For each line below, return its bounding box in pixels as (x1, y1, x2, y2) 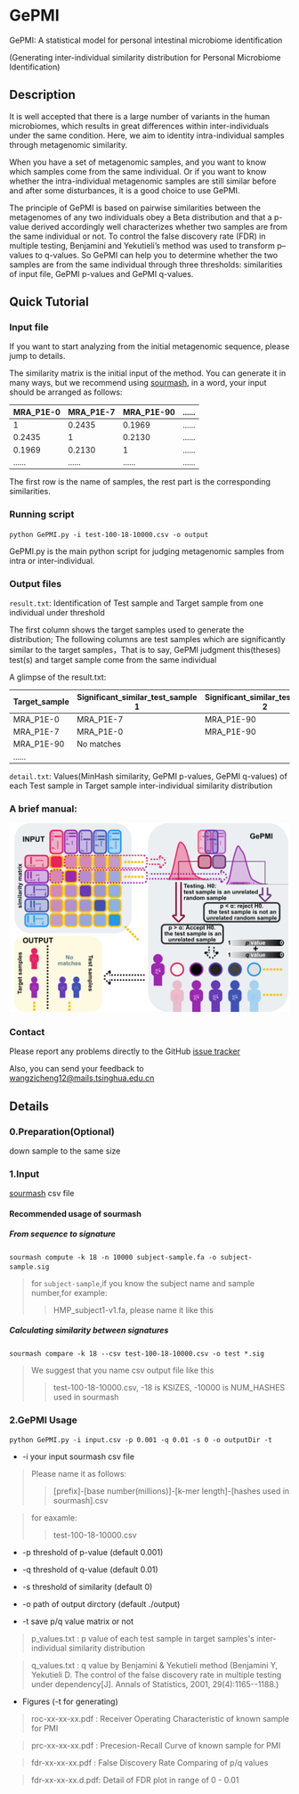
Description (9, 87, 76, 102)
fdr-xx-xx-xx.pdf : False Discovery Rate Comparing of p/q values (30, 1757, 269, 1768)
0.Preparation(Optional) (9, 1125, 116, 1138)
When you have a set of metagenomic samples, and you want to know (9, 157, 267, 167)
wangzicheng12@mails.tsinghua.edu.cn (9, 1072, 155, 1083)
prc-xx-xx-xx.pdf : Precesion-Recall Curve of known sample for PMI (30, 1741, 281, 1751)
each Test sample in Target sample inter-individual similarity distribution (9, 780, 273, 791)
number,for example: (30, 1287, 108, 1298)
